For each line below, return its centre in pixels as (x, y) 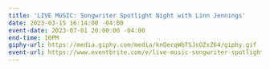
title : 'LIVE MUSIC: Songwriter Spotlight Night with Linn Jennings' (127, 15)
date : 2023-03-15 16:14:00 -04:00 (66, 23)
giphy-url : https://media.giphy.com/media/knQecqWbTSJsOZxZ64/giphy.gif (133, 45)
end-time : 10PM (34, 38)
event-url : (27, 52)
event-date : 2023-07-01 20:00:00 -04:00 (77, 30)
